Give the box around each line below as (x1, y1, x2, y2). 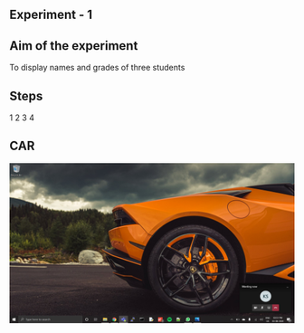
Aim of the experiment (9, 38, 138, 53)
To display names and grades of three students (9, 62, 185, 73)
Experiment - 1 (9, 7, 93, 23)
